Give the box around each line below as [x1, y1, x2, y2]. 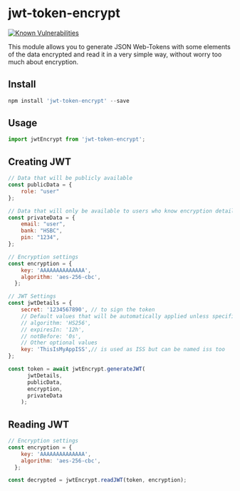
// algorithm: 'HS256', [21, 319, 92, 326]
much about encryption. [8, 57, 79, 66]
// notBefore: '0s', [21, 333, 82, 340]
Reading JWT [8, 418, 70, 430]
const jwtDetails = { [8, 300, 73, 307]
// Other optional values [21, 339, 98, 347]
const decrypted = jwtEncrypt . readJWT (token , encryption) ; [8, 477, 187, 484]
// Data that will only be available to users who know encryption [8, 207, 213, 215]
